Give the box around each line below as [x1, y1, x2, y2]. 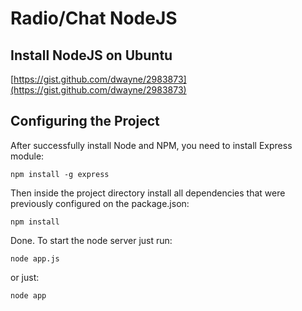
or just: [10, 271, 40, 283]
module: [10, 150, 45, 162]
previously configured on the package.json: [10, 197, 190, 209]
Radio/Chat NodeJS [10, 7, 178, 30]
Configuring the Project [10, 113, 160, 130]
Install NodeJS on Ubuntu [10, 47, 173, 64]
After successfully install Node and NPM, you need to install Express [10, 139, 293, 151]
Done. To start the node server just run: [10, 234, 173, 246]
